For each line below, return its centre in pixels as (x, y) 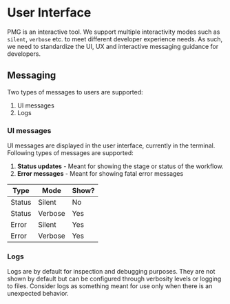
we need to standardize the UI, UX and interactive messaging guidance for (113, 46)
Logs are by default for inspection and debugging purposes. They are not (111, 272)
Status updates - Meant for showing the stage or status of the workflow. (120, 166)
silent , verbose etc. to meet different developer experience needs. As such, (115, 39)
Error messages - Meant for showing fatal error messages (100, 174)
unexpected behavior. (38, 294)
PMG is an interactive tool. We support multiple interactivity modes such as (114, 32)
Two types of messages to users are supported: (75, 92)
